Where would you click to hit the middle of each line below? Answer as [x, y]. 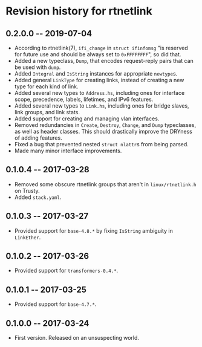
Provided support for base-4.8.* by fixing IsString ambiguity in [93, 230]
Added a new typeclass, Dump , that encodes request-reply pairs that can [104, 61]
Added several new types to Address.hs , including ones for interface [99, 93]
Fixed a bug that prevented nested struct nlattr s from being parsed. [101, 144]
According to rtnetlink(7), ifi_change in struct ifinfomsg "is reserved [101, 48]
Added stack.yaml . [38, 197]
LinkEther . [28, 237]
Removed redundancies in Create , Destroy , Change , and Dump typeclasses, [105, 125]
